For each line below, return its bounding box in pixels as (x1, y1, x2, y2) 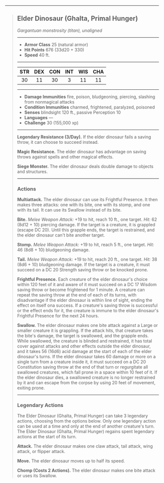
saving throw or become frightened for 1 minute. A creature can (17, 287, 145, 293)
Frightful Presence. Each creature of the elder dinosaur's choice (17, 276, 148, 282)
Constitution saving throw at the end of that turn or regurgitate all (17, 364, 148, 370)
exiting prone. (17, 385, 45, 391)
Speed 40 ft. (24, 52, 50, 58)
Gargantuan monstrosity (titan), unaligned (17, 27, 102, 33)
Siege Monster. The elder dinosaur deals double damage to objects (17, 163, 154, 169)
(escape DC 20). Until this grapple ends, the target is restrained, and (17, 227, 155, 233)
